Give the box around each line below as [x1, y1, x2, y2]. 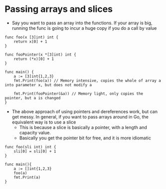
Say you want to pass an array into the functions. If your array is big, [11, 20, 153, 26]
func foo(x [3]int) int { [4, 35, 58, 40]
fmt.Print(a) [13, 175, 41, 180]
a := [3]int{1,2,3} [13, 73, 54, 79]
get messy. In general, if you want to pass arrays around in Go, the [11, 114, 149, 120]
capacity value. [19, 129, 51, 135]
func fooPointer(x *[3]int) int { [4, 52, 77, 57]
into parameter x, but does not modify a [4, 82, 92, 87]
